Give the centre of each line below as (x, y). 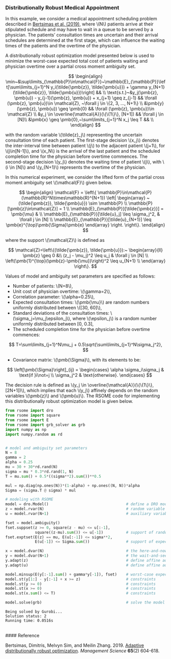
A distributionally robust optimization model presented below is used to (80, 56)
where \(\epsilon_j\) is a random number (114, 319)
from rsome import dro (29, 411)
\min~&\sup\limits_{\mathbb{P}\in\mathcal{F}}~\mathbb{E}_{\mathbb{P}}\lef (85, 82)
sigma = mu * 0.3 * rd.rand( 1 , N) (39, 472)
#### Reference (22, 636)
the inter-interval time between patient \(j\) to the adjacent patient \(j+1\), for (85, 146)
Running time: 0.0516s (29, 621)
